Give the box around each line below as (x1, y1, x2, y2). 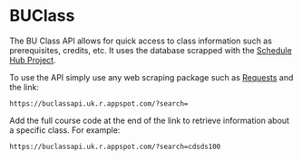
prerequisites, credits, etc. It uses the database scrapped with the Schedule (9, 44, 292, 55)
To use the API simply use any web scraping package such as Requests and (9, 71, 294, 82)
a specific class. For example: (9, 124, 121, 136)
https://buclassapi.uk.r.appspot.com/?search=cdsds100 (9, 142, 221, 151)
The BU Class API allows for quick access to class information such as (9, 35, 272, 46)
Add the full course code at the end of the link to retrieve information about (9, 115, 290, 126)
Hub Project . (9, 54, 56, 65)
